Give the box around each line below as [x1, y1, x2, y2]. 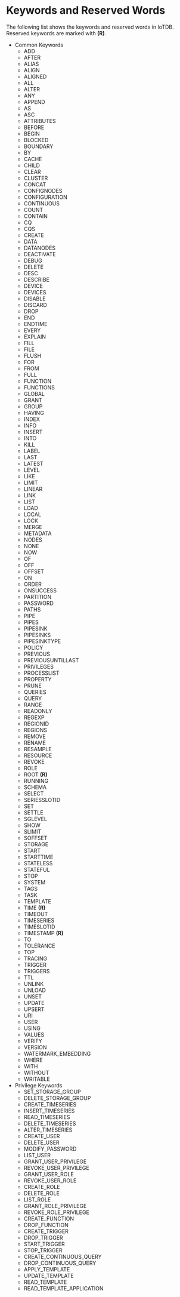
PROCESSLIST [23, 669, 60, 677]
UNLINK [23, 980, 44, 987]
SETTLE [23, 809, 44, 816]
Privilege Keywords [14, 1081, 63, 1089]
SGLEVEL [23, 815, 48, 822]
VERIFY [23, 1037, 43, 1044]
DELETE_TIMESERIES [23, 1120, 76, 1127]
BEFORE [23, 124, 45, 131]
